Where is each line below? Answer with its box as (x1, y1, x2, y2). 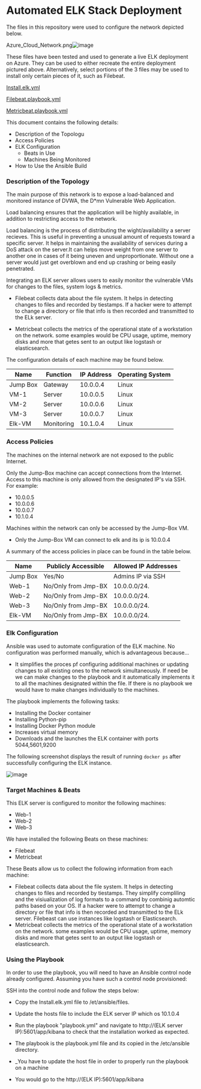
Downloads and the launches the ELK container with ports (14, 734, 159, 742)
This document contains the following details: (6, 118, 119, 126)
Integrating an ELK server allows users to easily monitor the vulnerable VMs (6, 277, 194, 284)
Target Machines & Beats (6, 785, 81, 794)
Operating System (118, 370, 171, 379)
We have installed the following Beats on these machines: (6, 835, 149, 843)
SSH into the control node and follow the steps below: (6, 987, 139, 994)
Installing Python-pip (14, 715, 67, 723)
